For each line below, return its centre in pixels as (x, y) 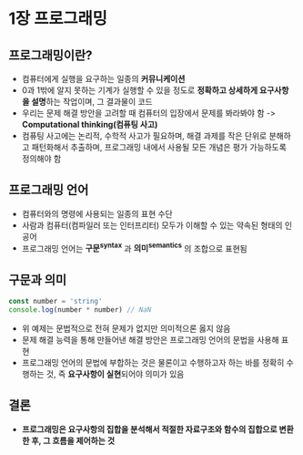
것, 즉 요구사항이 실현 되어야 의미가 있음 (115, 374)
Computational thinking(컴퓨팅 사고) (90, 124)
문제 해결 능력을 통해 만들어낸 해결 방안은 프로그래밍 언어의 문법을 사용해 (150, 340)
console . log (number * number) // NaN (80, 310)
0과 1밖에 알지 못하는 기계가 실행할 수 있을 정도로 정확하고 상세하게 (140, 90)
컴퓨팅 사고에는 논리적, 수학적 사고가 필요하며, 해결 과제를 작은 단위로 (144, 136)
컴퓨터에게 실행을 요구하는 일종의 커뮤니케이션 (103, 79)
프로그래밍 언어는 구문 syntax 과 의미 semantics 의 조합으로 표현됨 (134, 247)
